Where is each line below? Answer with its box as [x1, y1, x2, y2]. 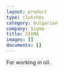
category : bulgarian [6, 20, 59, 26]
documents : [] [6, 43, 42, 49]
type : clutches [6, 14, 45, 20]
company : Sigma [6, 25, 45, 32]
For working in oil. [6, 58, 51, 66]
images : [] [6, 37, 34, 43]
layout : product [6, 8, 47, 15]
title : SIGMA [6, 31, 39, 37]
